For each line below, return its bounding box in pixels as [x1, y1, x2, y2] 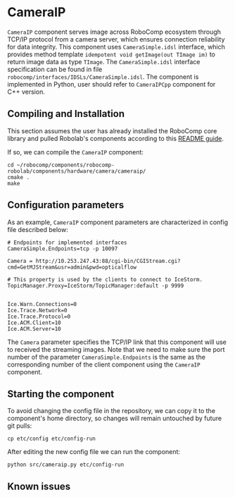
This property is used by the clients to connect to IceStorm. [13, 276, 203, 283]
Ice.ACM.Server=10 [7, 325, 61, 332]
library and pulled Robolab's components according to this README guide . [7, 134, 224, 142]
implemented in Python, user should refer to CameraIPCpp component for [7, 80, 216, 88]
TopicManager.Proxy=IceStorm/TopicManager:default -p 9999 [7, 282, 184, 289]
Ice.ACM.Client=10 [7, 319, 61, 326]
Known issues [7, 480, 71, 492]
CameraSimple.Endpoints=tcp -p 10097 [7, 245, 118, 252]
